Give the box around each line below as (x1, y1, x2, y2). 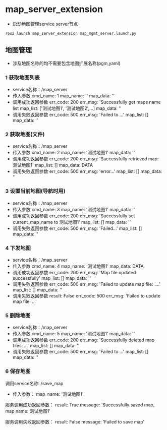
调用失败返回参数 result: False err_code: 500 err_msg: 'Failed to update (12, 292, 160, 298)
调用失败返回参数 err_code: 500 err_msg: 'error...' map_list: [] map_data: (12, 168, 162, 174)
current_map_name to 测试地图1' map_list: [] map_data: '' (12, 219, 131, 225)
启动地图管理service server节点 (12, 21, 78, 27)
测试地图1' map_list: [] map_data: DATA (12, 162, 93, 168)
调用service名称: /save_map (5, 380, 64, 386)
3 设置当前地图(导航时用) (5, 188, 66, 195)
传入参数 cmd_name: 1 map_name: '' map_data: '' (12, 93, 115, 99)
